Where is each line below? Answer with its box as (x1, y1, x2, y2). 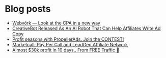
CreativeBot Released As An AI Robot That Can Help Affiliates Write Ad (12, 25, 161, 31)
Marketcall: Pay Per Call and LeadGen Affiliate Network (12, 41, 128, 47)
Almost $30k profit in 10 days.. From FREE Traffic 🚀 (12, 47, 120, 53)
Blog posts (5, 3, 51, 15)
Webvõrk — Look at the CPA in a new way (12, 20, 100, 26)
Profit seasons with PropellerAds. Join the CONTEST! (12, 36, 124, 42)
